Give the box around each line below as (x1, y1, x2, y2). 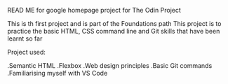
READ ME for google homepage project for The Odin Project (7, 6, 181, 14)
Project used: (7, 48, 46, 56)
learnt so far (7, 34, 43, 43)
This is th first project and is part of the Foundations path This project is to (7, 20, 222, 27)
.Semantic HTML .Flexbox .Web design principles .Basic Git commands (7, 62, 213, 69)
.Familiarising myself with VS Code (7, 69, 108, 77)
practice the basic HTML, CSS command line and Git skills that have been (7, 27, 220, 35)
